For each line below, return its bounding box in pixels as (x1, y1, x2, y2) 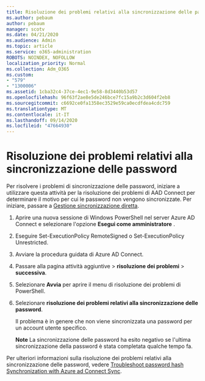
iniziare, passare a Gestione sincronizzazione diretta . (6, 202, 139, 209)
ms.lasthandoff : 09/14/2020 (6, 117, 78, 123)
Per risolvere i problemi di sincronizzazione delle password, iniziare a (6, 183, 180, 190)
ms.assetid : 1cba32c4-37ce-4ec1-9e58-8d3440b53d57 (6, 89, 138, 95)
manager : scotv (6, 26, 45, 32)
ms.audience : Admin (6, 37, 56, 43)
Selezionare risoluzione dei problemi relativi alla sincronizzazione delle (15, 300, 198, 307)
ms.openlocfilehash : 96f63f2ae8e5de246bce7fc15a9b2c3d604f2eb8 (6, 94, 171, 100)
